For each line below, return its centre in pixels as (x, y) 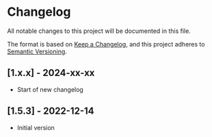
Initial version (36, 127)
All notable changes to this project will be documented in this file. (99, 31)
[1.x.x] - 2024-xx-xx (51, 73)
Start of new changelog (50, 89)
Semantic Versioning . (37, 51)
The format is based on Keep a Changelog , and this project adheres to (106, 44)
